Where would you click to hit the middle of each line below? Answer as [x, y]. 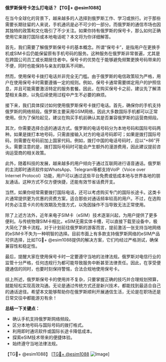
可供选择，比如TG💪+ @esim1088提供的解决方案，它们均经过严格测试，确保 [82, 240]
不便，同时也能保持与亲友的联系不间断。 [46, 66]
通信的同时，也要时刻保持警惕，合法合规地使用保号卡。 [65, 269]
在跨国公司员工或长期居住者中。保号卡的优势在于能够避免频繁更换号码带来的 [83, 60]
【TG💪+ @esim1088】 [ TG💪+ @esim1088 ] [57, 354]
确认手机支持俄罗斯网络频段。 [42, 319]
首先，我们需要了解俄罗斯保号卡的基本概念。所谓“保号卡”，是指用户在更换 [81, 47]
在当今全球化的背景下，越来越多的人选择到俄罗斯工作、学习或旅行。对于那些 [83, 18]
